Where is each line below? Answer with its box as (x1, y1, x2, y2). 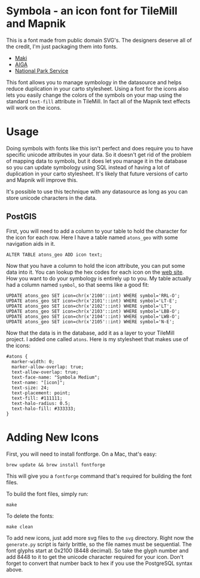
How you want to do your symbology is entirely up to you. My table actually (6, 274, 192, 282)
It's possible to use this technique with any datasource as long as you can (6, 188, 188, 195)
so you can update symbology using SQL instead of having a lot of (6, 163, 170, 171)
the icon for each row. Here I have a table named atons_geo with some (6, 234, 178, 241)
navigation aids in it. (6, 240, 56, 247)
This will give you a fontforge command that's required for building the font (6, 472, 192, 480)
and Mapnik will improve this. (6, 176, 78, 183)
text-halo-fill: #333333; (11, 406, 76, 412)
